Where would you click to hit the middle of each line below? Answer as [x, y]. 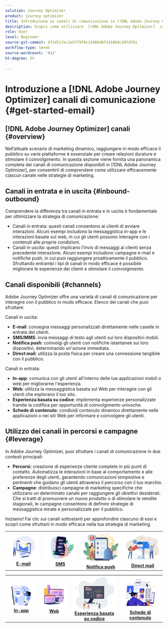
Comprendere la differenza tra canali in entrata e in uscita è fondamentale [81, 211]
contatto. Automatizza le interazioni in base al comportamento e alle [82, 471]
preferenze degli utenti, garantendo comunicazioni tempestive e [78, 477]
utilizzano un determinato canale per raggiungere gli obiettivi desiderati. [86, 493]
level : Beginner [22, 37]
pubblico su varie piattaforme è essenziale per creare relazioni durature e [81, 154]
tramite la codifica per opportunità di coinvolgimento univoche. [77, 405]
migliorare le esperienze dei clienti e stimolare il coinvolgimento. [78, 269]
